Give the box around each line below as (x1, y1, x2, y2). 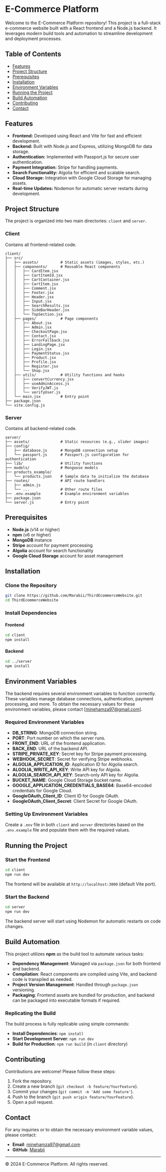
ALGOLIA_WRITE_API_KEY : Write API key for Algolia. (12, 767, 121, 773)
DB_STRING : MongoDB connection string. (12, 730, 98, 736)
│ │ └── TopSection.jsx (5, 312, 63, 317)
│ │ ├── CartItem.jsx (5, 281, 58, 287)
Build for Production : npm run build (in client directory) (12, 1041, 128, 1047)
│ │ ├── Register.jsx (5, 364, 58, 369)
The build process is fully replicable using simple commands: (5, 1021, 129, 1027)
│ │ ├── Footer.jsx (5, 290, 54, 295)
